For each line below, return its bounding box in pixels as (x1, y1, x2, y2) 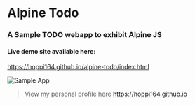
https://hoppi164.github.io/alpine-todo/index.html (7, 63, 149, 71)
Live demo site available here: (7, 47, 96, 55)
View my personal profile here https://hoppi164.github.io (24, 90, 188, 99)
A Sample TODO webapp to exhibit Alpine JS (7, 30, 163, 40)
